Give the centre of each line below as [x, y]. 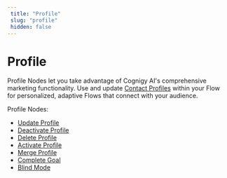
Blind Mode [34, 167]
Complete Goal [39, 160]
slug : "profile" [34, 20]
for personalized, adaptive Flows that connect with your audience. [103, 96]
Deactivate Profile [43, 130]
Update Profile [38, 123]
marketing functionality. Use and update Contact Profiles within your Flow [114, 88]
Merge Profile [37, 153]
